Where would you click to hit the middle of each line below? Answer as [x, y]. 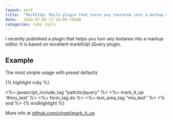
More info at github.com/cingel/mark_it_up [50, 113]
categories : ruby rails [31, 24]
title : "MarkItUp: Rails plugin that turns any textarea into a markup [84, 15]
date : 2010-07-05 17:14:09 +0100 [43, 19]
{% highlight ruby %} [27, 83]
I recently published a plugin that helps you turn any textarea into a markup [84, 39]
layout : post [19, 10]
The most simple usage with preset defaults [52, 72]
